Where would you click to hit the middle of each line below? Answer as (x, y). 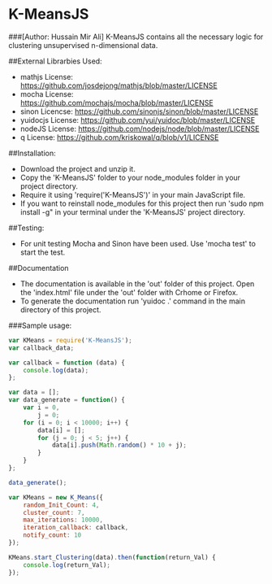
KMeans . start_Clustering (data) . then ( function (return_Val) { (112, 557)
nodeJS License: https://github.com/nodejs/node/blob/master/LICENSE (140, 129)
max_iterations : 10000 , (63, 520)
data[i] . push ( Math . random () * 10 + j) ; (119, 445)
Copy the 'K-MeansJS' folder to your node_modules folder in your (130, 177)
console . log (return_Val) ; (67, 565)
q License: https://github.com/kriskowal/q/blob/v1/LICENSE (119, 137)
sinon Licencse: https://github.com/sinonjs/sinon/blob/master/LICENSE (139, 111)
